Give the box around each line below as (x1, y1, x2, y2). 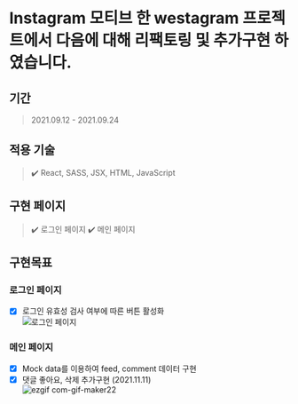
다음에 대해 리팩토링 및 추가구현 (55, 30, 271, 51)
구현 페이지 (9, 199, 67, 214)
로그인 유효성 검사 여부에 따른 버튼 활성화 (21, 305, 165, 316)
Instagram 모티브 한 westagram (9, 8, 239, 28)
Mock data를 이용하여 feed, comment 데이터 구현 (21, 363, 197, 374)
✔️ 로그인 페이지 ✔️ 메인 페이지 (30, 224, 136, 234)
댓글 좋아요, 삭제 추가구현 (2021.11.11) (21, 374, 152, 384)
